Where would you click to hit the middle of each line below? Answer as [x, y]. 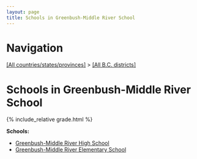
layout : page [23, 12]
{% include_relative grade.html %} [50, 119]
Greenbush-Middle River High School [62, 143]
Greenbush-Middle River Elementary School [71, 150]
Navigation [35, 48]
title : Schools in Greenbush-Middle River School [71, 18]
